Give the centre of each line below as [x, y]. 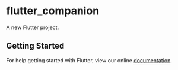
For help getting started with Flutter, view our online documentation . [89, 60]
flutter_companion [53, 11]
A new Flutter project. [33, 27]
